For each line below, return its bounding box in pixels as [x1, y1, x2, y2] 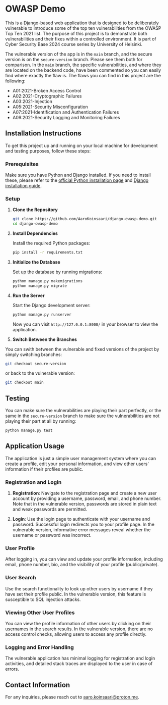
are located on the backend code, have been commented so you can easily [5, 67, 161, 73]
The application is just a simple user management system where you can [5, 455, 156, 461]
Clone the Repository [12, 207, 58, 213]
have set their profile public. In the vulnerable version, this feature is [5, 591, 146, 597]
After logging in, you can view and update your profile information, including [5, 556, 163, 562]
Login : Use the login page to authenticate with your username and [12, 516, 150, 522]
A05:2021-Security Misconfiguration [12, 104, 88, 110]
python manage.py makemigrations [12, 278, 83, 283]
